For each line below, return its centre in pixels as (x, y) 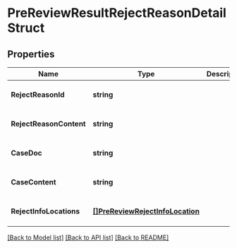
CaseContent (34, 182)
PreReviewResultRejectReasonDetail (117, 13)
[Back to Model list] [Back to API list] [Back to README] (88, 237)
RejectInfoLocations (45, 211)
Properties (31, 54)
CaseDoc (26, 153)
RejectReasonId (38, 95)
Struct (26, 28)
